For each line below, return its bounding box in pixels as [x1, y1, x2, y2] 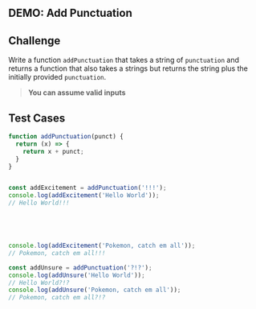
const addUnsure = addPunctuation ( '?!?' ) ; [8, 263, 152, 272]
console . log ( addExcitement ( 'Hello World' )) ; [8, 192, 160, 200]
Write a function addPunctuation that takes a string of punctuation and [8, 56, 239, 65]
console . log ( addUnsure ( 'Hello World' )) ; [8, 271, 146, 279]
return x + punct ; [22, 147, 84, 155]
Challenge [8, 34, 61, 47]
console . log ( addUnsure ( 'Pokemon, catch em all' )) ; [8, 286, 181, 295]
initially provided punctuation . [8, 72, 107, 82]
